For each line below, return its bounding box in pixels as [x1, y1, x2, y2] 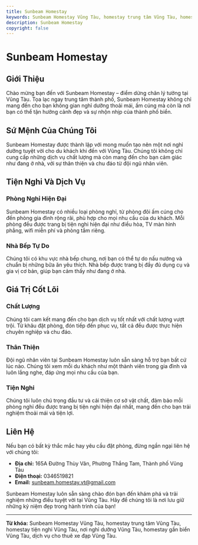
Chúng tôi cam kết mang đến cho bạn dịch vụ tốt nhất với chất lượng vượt [6, 316, 184, 323]
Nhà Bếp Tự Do [6, 241, 50, 249]
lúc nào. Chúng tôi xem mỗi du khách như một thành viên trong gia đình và [6, 363, 187, 370]
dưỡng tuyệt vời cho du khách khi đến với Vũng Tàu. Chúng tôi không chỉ [6, 147, 183, 155]
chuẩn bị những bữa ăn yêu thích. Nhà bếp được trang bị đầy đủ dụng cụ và [6, 261, 190, 268]
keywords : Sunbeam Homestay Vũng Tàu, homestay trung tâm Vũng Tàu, [6, 14, 178, 20]
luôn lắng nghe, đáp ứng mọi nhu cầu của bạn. [6, 369, 119, 376]
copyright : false [6, 25, 49, 31]
